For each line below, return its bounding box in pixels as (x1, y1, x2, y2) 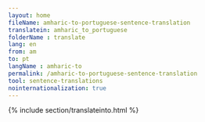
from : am (8, 48, 37, 56)
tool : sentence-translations (8, 77, 103, 84)
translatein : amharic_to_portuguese (8, 26, 128, 34)
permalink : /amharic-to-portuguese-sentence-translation (8, 70, 198, 77)
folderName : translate (8, 33, 86, 41)
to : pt (8, 56, 30, 63)
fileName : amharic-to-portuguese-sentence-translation (8, 19, 191, 27)
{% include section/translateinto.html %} (8, 106, 139, 115)
